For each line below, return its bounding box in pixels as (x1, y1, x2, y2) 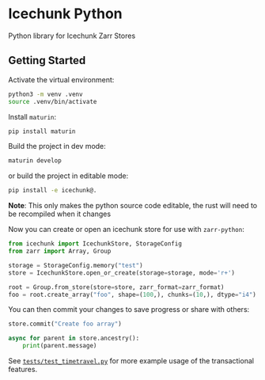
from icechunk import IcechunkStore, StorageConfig (8, 240, 182, 248)
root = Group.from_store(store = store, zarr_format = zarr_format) (8, 283, 225, 291)
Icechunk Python (8, 5, 123, 23)
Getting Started (8, 54, 86, 67)
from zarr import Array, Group (8, 247, 112, 255)
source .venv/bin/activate (8, 97, 97, 105)
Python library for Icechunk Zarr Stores (8, 31, 136, 40)
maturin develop (8, 157, 62, 165)
